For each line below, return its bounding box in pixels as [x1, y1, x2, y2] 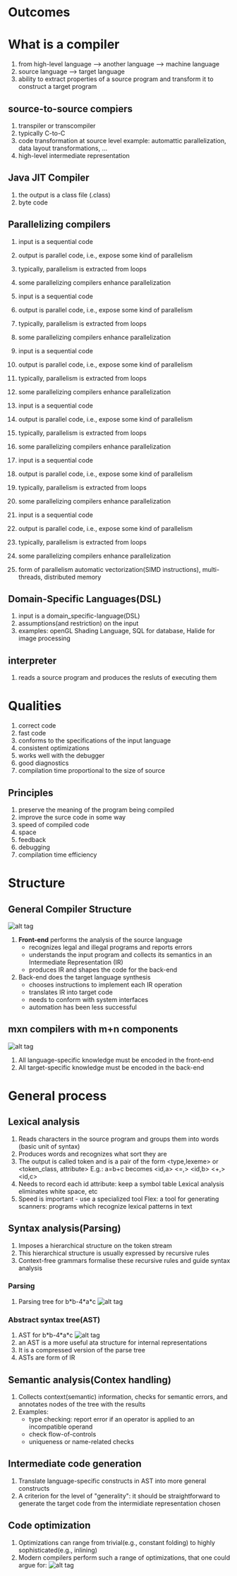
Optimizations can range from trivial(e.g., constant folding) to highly [18, 1538, 216, 1546]
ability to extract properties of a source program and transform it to [18, 75, 214, 83]
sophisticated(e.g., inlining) [18, 1546, 98, 1554]
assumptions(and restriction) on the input [18, 619, 139, 628]
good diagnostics [18, 759, 69, 767]
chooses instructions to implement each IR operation [28, 980, 183, 989]
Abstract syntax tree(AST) [8, 1314, 101, 1324]
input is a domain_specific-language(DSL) [18, 611, 140, 621]
